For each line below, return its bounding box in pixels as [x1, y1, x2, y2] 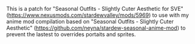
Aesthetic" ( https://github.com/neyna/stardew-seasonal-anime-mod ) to [6, 24, 186, 31]
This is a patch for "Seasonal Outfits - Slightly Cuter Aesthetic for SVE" [6, 5, 183, 12]
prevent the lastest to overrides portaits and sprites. [6, 31, 136, 38]
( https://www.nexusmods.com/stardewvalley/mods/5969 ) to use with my [6, 11, 190, 19]
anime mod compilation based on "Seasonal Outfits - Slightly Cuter [6, 18, 174, 25]
